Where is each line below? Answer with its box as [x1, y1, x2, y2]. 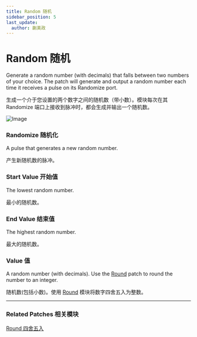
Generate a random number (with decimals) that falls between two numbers [6, 72, 189, 79]
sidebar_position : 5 [6, 14, 57, 20]
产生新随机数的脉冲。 [6, 156, 57, 164]
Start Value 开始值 [6, 173, 59, 181]
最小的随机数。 [6, 199, 42, 206]
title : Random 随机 [6, 8, 52, 15]
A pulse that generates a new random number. [6, 145, 118, 152]
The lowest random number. [6, 186, 74, 193]
